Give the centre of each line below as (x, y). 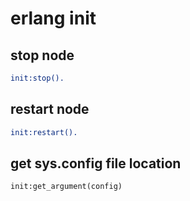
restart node (50, 109)
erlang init (53, 18)
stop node (42, 55)
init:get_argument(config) (66, 187)
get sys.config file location (96, 163)
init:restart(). (44, 132)
